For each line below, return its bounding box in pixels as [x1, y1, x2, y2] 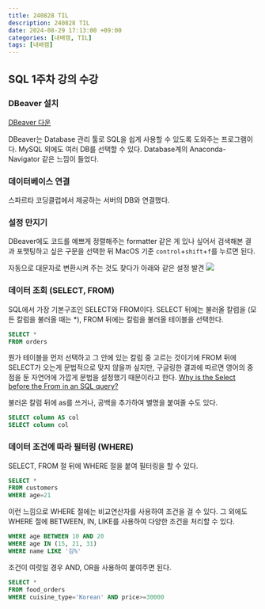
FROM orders [8, 337, 47, 345]
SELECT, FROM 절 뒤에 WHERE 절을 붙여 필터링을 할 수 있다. [8, 461, 199, 470]
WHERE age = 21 [8, 492, 51, 500]
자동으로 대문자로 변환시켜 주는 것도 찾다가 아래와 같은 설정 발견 [8, 263, 205, 273]
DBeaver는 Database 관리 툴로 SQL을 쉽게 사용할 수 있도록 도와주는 [8, 134, 220, 143]
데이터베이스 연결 [8, 176, 70, 187]
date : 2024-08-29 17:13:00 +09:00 [8, 26, 123, 34]
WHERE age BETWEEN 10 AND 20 [8, 532, 104, 541]
